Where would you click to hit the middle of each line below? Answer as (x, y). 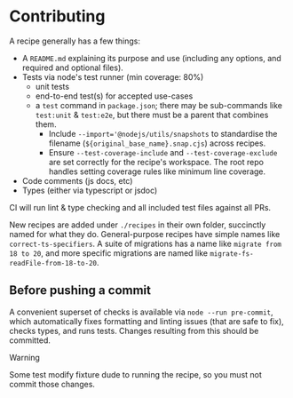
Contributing (57, 16)
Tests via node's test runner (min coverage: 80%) (113, 76)
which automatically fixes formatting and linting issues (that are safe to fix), (146, 321)
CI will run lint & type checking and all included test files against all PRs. (140, 207)
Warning (24, 357)
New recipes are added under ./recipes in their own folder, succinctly (138, 225)
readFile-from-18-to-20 (53, 263)
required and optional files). (73, 68)
